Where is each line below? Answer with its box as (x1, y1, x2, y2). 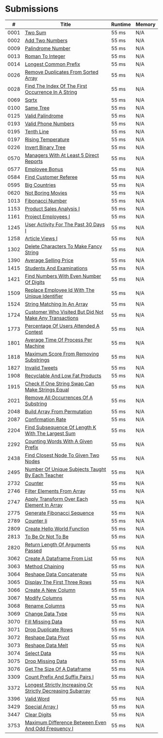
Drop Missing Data (25, 657, 67, 664)
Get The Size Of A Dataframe (25, 666, 91, 672)
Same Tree (25, 104, 50, 111)
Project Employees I (25, 213, 70, 220)
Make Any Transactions (25, 314, 79, 321)
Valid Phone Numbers (25, 120, 75, 127)
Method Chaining (25, 563, 65, 569)
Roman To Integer (25, 52, 65, 59)
